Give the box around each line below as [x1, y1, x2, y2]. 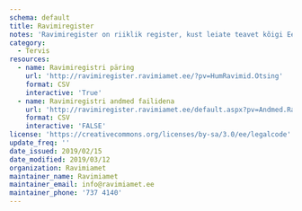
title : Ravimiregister [9, 22, 94, 31]
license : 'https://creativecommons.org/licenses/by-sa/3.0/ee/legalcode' [9, 130, 292, 139]
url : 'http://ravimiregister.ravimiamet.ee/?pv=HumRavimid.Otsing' [25, 72, 283, 81]
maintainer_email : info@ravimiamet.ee [9, 180, 155, 189]
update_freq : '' [9, 138, 70, 147]
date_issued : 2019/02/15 [9, 146, 102, 155]
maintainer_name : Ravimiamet [9, 171, 119, 180]
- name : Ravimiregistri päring [17, 64, 135, 73]
